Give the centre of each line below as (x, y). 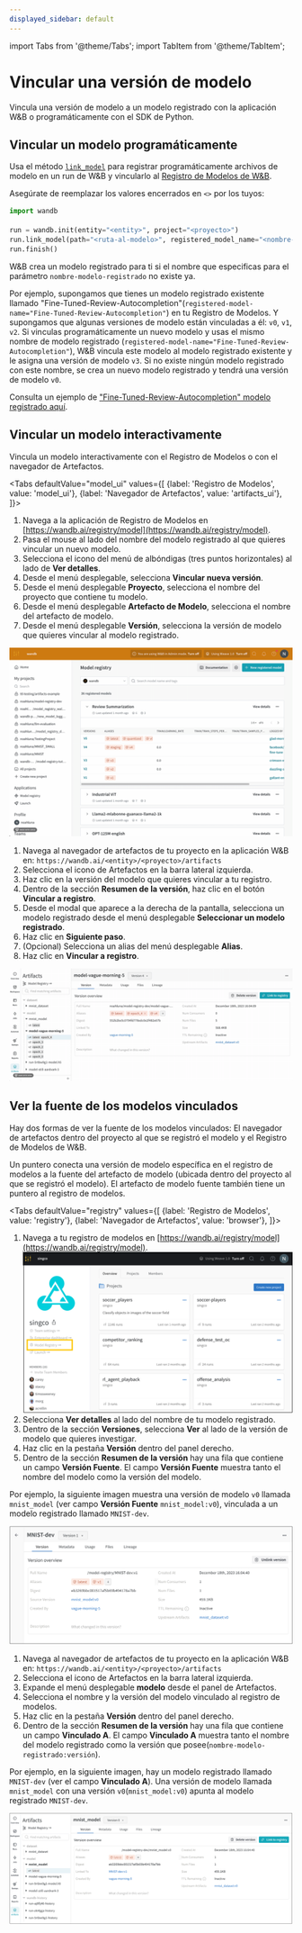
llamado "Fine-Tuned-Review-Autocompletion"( (98, 303)
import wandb (34, 212)
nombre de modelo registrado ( (67, 341)
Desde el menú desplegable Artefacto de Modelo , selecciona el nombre (156, 606)
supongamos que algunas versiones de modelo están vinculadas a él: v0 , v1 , (151, 322)
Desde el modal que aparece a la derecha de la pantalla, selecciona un (153, 908)
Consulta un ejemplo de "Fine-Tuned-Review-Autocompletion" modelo (140, 397)
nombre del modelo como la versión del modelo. (112, 1477)
